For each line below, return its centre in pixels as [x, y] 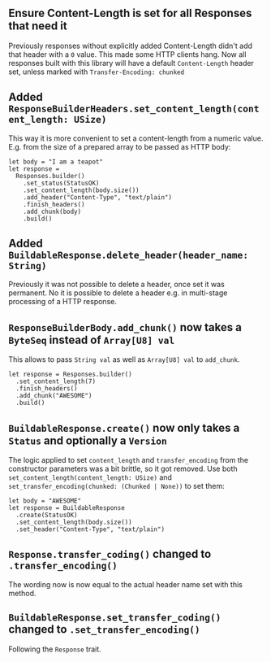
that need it [38, 26]
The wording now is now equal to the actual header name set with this [126, 584]
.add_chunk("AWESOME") [54, 396]
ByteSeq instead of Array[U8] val [92, 340]
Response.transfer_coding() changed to [110, 554]
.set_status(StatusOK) [61, 183]
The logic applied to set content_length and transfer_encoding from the [129, 460]
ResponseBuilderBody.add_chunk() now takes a [125, 327]
